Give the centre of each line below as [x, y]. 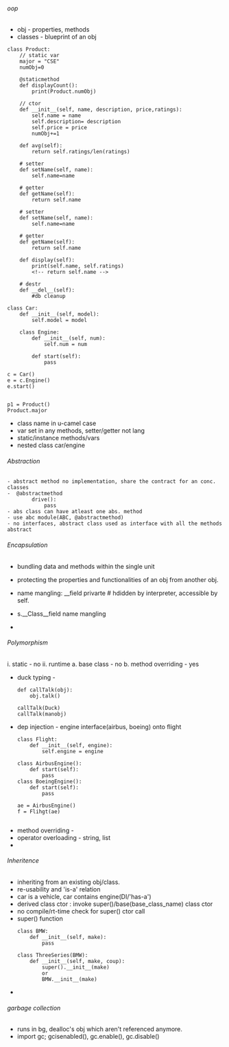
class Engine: [39, 332]
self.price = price [60, 128]
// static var [39, 56]
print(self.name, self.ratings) [78, 266]
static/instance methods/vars [58, 438]
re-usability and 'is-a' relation [59, 889]
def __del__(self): [47, 290]
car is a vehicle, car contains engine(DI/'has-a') [84, 897]
